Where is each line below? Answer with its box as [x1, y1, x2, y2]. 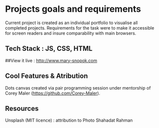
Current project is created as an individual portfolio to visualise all [5, 20, 138, 26]
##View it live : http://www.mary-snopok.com [5, 58, 97, 64]
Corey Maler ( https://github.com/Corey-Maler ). [5, 90, 100, 96]
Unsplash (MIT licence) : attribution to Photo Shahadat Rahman [5, 117, 133, 124]
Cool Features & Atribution [5, 72, 88, 80]
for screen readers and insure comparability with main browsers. [5, 30, 136, 36]
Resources [5, 104, 39, 113]
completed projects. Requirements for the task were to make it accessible [5, 25, 155, 31]
